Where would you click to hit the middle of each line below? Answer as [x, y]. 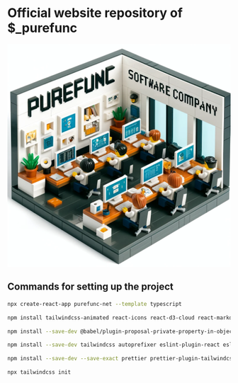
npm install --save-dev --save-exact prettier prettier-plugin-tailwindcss [121, 359]
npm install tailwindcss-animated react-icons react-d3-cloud [101, 318]
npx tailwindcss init [39, 372]
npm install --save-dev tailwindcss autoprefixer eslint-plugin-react [114, 345]
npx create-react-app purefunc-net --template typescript [95, 304]
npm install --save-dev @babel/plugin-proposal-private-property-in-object [121, 331]
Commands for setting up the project [90, 287]
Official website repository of [95, 13]
